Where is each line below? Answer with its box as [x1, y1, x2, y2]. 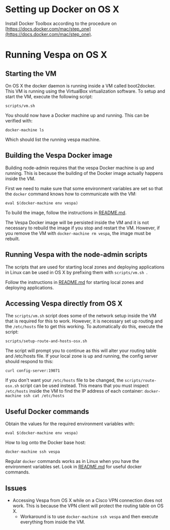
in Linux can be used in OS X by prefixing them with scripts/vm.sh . [5, 269, 148, 275]
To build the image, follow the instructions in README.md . [5, 210, 127, 216]
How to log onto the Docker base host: [5, 439, 86, 446]
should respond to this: [5, 359, 54, 365]
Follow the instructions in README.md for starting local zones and [5, 279, 144, 285]
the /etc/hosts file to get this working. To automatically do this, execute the [5, 323, 163, 330]
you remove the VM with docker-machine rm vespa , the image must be [5, 230, 151, 236]
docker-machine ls [5, 127, 44, 133]
